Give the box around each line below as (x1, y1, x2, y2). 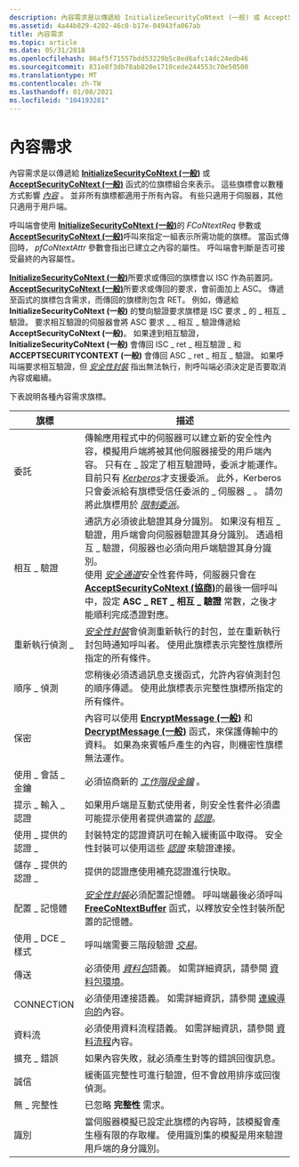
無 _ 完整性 (13, 1099, 59, 1112)
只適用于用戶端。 (9, 201, 72, 212)
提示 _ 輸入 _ (13, 799, 65, 811)
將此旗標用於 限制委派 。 (84, 499, 185, 511)
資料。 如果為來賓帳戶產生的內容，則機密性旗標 (84, 739, 283, 752)
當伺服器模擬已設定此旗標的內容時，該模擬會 (84, 1115, 272, 1128)
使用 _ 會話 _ (13, 769, 65, 781)
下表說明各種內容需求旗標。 (9, 391, 111, 402)
